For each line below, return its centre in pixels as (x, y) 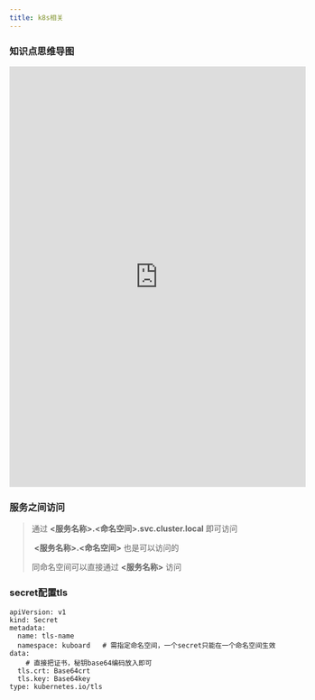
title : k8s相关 (37, 18)
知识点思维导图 (42, 51)
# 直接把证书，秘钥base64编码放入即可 (89, 663)
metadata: (28, 628)
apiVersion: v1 (38, 612)
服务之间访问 (37, 507)
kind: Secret (34, 620)
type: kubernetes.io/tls (56, 686)
